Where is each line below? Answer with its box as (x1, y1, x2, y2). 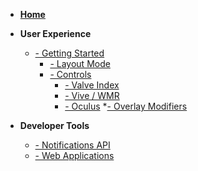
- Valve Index (64, 79, 120, 91)
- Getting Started (34, 47, 105, 59)
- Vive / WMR (64, 90, 120, 101)
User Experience (19, 28, 92, 39)
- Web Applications (34, 150, 115, 161)
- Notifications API (34, 139, 111, 151)
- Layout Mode (49, 58, 111, 69)
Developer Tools (19, 120, 90, 131)
